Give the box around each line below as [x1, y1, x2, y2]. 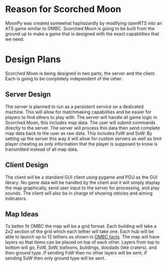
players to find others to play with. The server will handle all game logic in [5, 114, 157, 120]
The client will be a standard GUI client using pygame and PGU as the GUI [5, 174, 158, 180]
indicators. [5, 195, 28, 201]
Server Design [5, 90, 51, 99]
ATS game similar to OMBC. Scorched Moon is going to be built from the [5, 25, 155, 31]
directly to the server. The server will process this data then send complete [5, 124, 160, 131]
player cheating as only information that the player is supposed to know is [5, 141, 158, 147]
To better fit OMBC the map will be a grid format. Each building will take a [5, 223, 157, 229]
